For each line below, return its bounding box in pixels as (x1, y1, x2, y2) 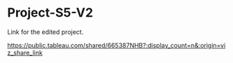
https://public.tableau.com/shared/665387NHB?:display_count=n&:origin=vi (7, 41, 226, 49)
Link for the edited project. (7, 28, 84, 36)
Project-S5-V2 (7, 5, 93, 21)
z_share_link (7, 48, 43, 57)
